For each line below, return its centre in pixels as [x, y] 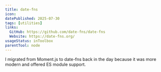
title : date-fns [21, 9]
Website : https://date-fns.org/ [42, 37]
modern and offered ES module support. [45, 64]
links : [12, 28]
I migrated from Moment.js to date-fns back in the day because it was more [81, 59]
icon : [10, 14]
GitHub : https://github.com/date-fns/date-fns [57, 32]
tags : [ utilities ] [24, 23]
